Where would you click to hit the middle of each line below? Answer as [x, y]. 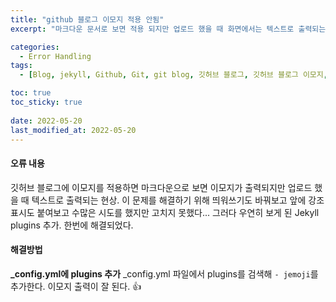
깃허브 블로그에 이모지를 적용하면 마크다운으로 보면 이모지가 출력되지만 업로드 [161, 187]
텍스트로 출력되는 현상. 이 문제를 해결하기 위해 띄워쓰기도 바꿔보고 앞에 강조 [178, 200]
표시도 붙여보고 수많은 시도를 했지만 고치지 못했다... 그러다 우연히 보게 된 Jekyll [165, 212]
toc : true [31, 93]
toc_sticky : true [46, 102]
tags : [21, 66]
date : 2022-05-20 [46, 121]
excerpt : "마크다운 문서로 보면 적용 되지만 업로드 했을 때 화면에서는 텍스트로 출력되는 [168, 29]
